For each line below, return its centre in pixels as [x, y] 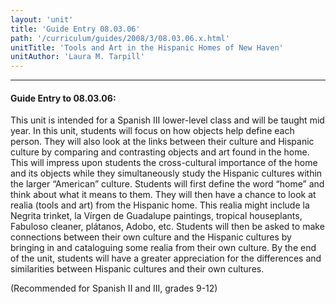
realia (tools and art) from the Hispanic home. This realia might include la [160, 205]
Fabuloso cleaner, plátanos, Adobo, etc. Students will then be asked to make [167, 227]
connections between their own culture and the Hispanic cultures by [151, 237]
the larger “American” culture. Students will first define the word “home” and [167, 184]
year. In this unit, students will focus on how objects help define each [152, 131]
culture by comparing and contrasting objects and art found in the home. [160, 152]
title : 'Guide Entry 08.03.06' [75, 29]
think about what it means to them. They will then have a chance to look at [163, 195]
